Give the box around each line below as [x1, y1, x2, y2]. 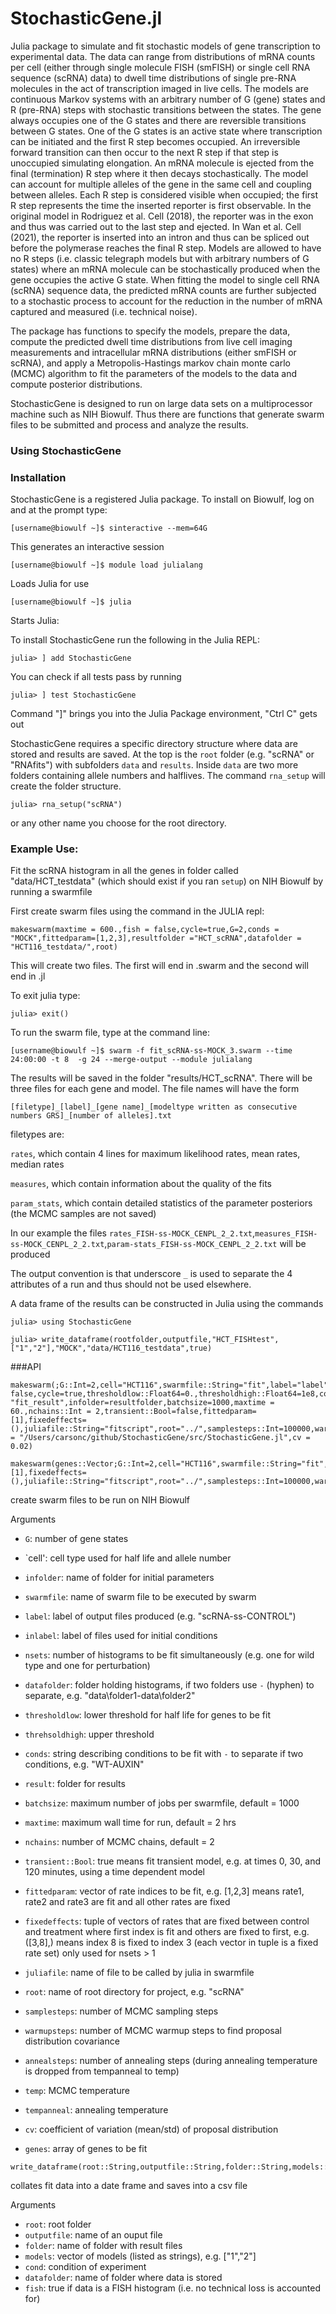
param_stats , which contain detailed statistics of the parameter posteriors [10, 1197, 313, 1209]
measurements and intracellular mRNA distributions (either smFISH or [10, 346, 297, 358]
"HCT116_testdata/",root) [10, 942, 118, 952]
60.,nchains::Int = [10, 1407, 92, 1417]
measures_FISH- [254, 1229, 318, 1239]
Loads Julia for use [10, 578, 90, 590]
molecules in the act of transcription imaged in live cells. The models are [10, 82, 309, 94]
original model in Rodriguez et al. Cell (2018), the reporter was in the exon [10, 210, 314, 222]
